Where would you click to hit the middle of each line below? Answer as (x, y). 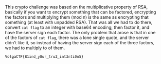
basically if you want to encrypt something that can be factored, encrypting (81, 12)
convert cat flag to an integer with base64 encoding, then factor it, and (77, 27)
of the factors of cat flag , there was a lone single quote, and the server (77, 38)
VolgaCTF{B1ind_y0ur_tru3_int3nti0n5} (44, 57)
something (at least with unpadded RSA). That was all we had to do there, (79, 22)
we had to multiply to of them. (35, 48)
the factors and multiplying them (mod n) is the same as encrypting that (77, 17)
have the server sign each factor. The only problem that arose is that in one (80, 32)
